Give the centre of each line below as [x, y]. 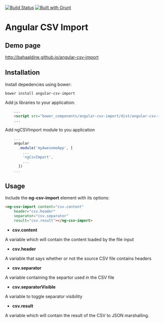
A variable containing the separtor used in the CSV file [60, 277]
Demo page [23, 45]
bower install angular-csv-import [40, 93]
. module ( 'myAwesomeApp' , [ [45, 148]
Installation [22, 73]
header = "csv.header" [35, 211]
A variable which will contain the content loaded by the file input [70, 239]
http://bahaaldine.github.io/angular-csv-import [52, 57]
